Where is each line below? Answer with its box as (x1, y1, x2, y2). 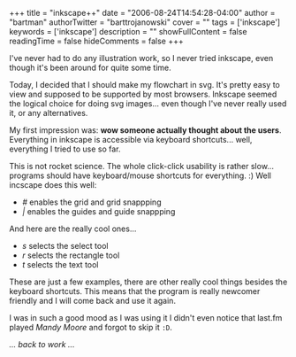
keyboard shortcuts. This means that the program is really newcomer (9, 286, 261, 296)
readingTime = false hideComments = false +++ (9, 35, 184, 46)
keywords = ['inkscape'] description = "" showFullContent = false (9, 27, 247, 36)
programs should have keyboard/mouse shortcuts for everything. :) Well (9, 170, 272, 181)
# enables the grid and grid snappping (21, 197, 162, 207)
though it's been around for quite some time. (9, 62, 172, 73)
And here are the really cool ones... (9, 223, 137, 234)
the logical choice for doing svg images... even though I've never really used (9, 98, 287, 109)
